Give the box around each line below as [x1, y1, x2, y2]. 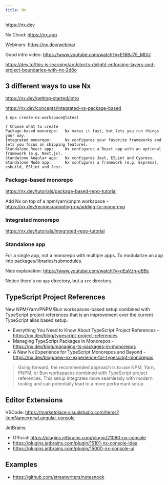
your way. [5, 133, 27, 139]
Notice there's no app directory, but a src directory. [5, 278, 113, 284]
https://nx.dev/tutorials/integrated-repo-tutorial [5, 228, 105, 234]
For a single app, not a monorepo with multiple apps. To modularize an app [5, 253, 163, 259]
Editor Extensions [5, 396, 63, 404]
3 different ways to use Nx [5, 82, 91, 90]
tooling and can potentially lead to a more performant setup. [17, 381, 145, 387]
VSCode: [5, 409, 25, 415]
